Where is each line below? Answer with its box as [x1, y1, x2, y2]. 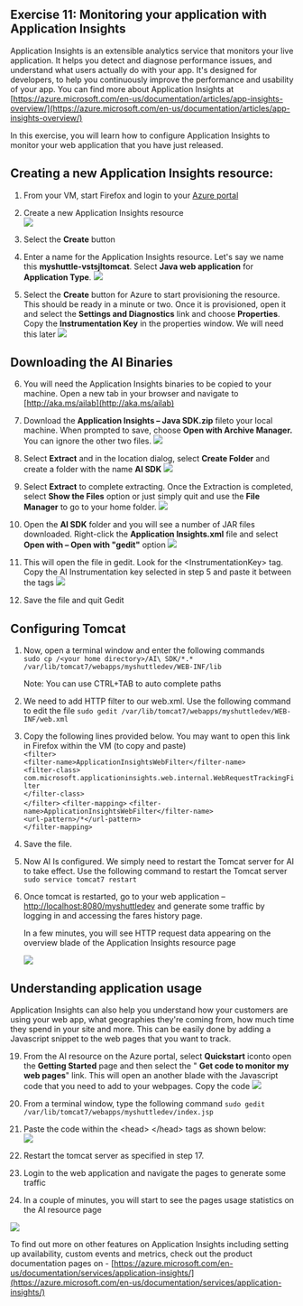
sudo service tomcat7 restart [23, 875, 138, 884]
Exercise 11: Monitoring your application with [10, 7, 267, 23]
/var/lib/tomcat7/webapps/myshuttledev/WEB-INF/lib [23, 663, 222, 672]
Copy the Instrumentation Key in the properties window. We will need [23, 318, 284, 329]
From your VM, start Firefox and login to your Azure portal [23, 190, 239, 201]
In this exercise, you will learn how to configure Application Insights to [10, 130, 271, 141]
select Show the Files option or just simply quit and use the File [23, 491, 261, 502]
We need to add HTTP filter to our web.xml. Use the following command [23, 695, 291, 707]
